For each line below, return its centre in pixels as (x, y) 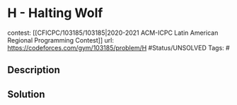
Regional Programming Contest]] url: (61, 40)
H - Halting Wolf (55, 13)
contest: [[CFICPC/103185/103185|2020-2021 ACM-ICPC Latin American (113, 33)
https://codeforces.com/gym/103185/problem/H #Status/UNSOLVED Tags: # (118, 48)
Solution (26, 94)
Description (34, 70)
